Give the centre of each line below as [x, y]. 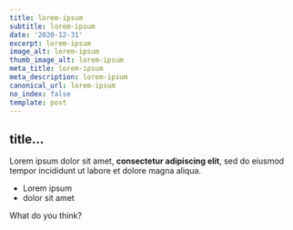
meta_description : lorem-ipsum [69, 77]
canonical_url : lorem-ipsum [63, 85]
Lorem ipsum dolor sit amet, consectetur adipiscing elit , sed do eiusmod [147, 161]
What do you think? [45, 215]
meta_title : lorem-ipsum [56, 69]
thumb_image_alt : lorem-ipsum [67, 60]
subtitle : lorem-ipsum [52, 26]
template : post [38, 102]
